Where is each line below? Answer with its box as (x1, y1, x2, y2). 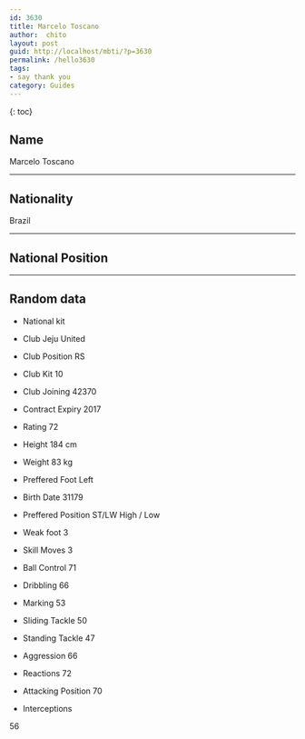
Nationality (9, 191, 74, 206)
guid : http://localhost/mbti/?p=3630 (9, 47, 152, 56)
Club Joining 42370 (22, 385, 97, 396)
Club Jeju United (22, 333, 86, 344)
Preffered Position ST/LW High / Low (22, 509, 161, 520)
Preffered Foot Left (22, 474, 93, 484)
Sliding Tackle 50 (22, 614, 88, 625)
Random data (9, 292, 86, 307)
